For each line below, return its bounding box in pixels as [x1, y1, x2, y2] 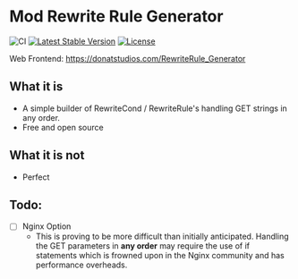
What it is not [9, 148, 85, 163]
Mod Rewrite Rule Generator [9, 6, 224, 27]
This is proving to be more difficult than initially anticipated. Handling [35, 231, 289, 242]
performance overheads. [35, 259, 128, 270]
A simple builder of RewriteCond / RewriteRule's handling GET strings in [21, 103, 288, 114]
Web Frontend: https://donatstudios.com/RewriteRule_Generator [9, 53, 246, 63]
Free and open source [21, 122, 105, 132]
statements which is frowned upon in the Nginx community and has [35, 250, 285, 261]
